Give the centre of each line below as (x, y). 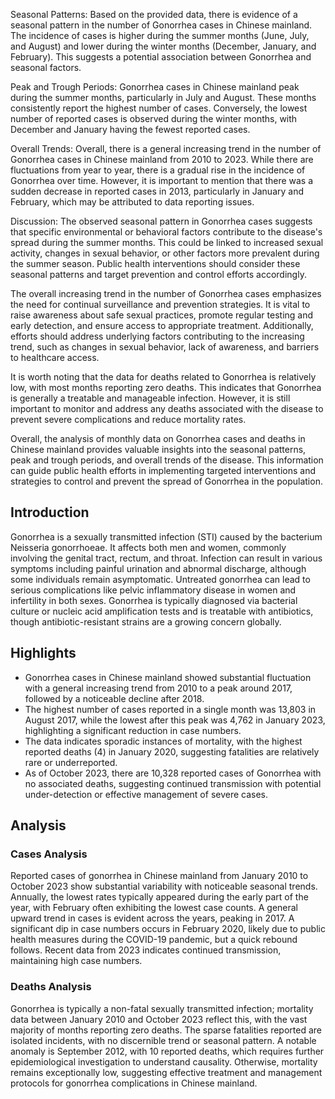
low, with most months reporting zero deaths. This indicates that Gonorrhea (166, 387)
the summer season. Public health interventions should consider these (155, 263)
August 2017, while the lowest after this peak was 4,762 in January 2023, (175, 720)
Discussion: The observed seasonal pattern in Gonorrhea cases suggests (161, 221)
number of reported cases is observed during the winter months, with (154, 118)
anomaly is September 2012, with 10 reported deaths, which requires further (167, 1051)
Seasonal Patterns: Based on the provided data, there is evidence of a (154, 14)
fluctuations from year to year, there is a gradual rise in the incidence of (158, 170)
